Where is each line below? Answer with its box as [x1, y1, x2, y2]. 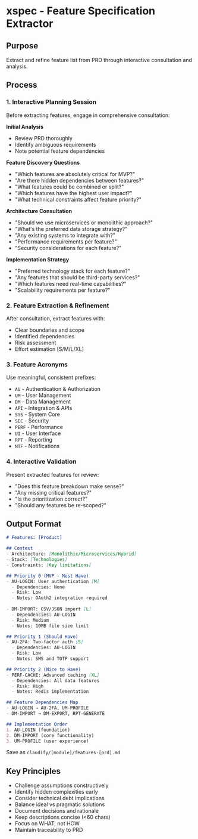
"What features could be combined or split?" [14, 183, 124, 190]
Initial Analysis [6, 123, 43, 130]
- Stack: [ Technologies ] [6, 557, 68, 563]
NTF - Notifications [14, 443, 60, 450]
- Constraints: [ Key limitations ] [6, 562, 92, 568]
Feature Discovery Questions [6, 159, 80, 166]
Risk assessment [14, 339, 56, 346]
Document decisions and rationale [14, 807, 99, 815]
